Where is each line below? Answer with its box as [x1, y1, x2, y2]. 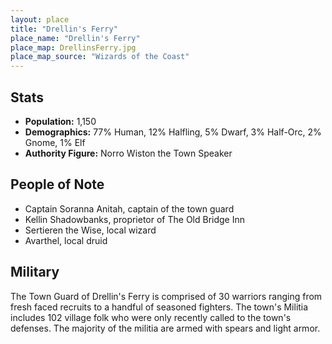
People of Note [10, 176, 105, 193]
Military [10, 264, 60, 281]
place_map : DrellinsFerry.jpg [10, 42, 137, 53]
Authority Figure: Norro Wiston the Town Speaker [24, 147, 233, 159]
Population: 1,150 [24, 115, 97, 127]
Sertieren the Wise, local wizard [24, 224, 157, 236]
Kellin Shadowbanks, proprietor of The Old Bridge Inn [24, 213, 246, 225]
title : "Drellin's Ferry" [10, 24, 118, 34]
